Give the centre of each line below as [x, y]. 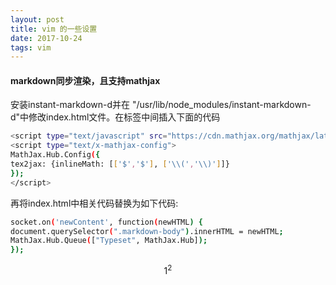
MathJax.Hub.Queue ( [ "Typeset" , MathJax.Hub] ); [109, 241]
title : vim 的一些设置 [54, 29]
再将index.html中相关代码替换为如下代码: [94, 203]
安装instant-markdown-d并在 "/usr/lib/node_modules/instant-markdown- [161, 105]
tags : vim [31, 47]
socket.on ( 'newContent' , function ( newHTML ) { [106, 222]
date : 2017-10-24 [46, 38]
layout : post [37, 19]
